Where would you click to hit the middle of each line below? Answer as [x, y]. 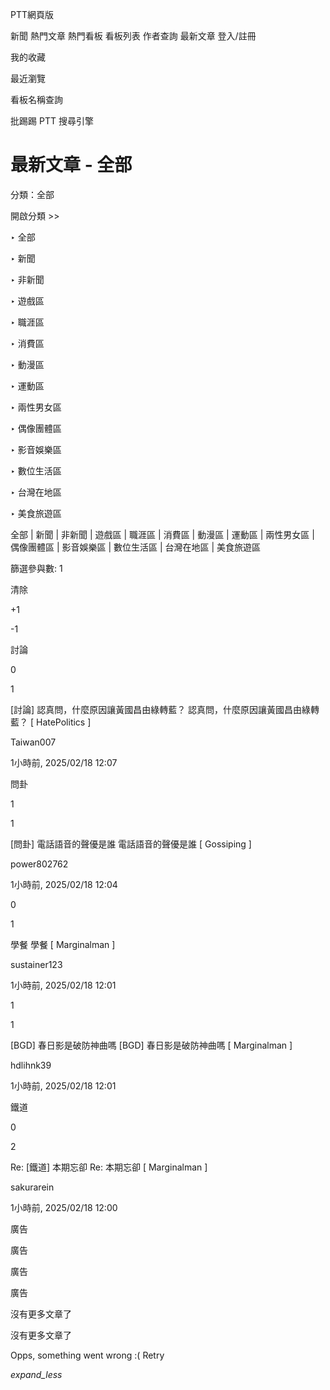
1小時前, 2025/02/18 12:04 [64, 884]
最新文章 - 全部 [71, 165]
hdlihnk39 [31, 1065]
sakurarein [32, 1187]
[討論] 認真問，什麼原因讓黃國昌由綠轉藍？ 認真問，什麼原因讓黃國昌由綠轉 [165, 709]
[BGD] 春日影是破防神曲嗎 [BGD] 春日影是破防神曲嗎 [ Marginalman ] [151, 1045]
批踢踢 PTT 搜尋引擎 [52, 121]
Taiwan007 [33, 742]
